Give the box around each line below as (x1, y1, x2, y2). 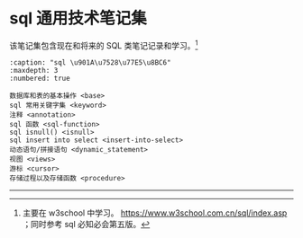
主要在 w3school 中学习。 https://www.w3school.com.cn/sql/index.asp (22, 207, 288, 218)
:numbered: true (9, 74, 70, 83)
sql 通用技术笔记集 (9, 8, 147, 29)
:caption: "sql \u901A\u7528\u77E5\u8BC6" (9, 57, 171, 67)
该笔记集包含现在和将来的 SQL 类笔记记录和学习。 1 (9, 38, 198, 50)
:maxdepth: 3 (9, 66, 59, 75)
